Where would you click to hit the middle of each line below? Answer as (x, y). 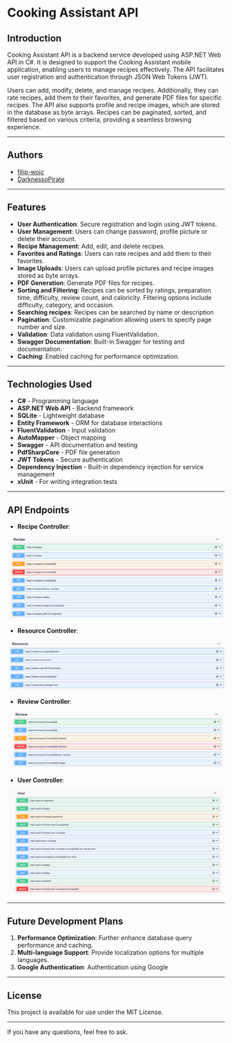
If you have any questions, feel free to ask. (68, 1032)
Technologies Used (49, 385)
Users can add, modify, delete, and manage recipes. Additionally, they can (113, 90)
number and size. (42, 327)
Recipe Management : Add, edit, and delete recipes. (91, 246)
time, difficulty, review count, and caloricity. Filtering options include (114, 297)
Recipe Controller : (44, 527)
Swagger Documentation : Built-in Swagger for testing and (101, 341)
